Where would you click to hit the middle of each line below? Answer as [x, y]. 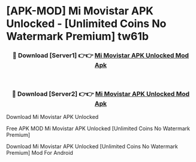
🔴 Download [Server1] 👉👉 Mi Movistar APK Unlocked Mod [101, 56]
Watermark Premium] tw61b [77, 36]
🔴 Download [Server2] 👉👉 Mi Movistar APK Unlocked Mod [101, 94]
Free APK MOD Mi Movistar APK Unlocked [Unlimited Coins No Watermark [98, 128]
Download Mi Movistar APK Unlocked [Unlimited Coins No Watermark [92, 146]
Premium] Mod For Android [40, 152]
